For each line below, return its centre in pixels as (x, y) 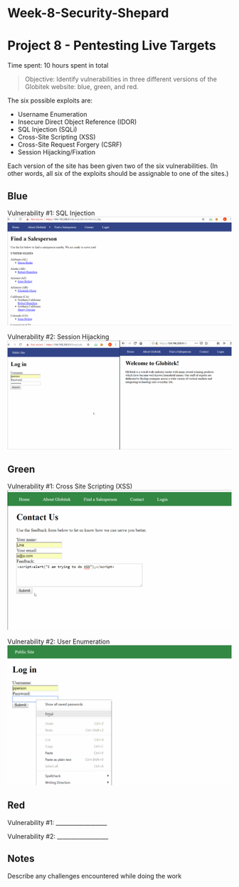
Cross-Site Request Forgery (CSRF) (70, 145)
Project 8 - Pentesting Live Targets (112, 46)
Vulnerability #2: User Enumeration (59, 641)
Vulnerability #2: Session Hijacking (58, 337)
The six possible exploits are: (50, 100)
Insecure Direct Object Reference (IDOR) (77, 122)
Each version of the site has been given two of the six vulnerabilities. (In (113, 166)
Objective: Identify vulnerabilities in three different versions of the (121, 79)
